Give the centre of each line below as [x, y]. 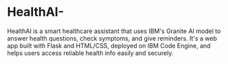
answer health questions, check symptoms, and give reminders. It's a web [112, 38]
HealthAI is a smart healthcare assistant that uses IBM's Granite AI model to [114, 31]
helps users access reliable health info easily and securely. [90, 53]
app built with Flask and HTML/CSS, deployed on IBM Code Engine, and [109, 45]
